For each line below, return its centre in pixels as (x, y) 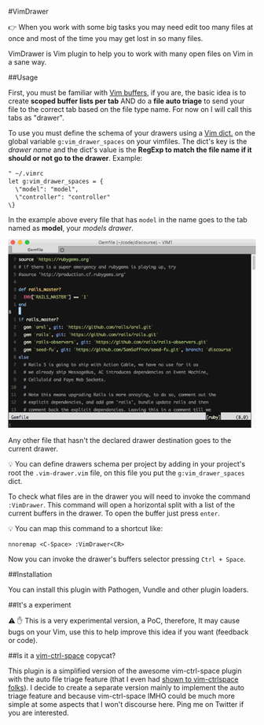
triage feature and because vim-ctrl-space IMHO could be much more (122, 696)
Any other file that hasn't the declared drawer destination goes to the (120, 440)
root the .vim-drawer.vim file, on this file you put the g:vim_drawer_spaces (126, 473)
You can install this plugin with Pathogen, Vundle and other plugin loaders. (128, 589)
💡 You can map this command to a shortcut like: (86, 528)
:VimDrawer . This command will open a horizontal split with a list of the (122, 504)
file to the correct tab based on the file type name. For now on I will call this (130, 109)
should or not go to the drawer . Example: (75, 158)
